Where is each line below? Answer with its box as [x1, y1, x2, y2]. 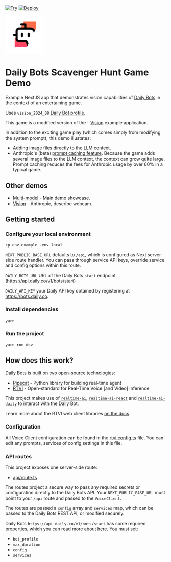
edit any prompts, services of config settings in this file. [5, 440, 123, 446]
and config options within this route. [5, 262, 81, 268]
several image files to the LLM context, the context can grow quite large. [12, 155, 165, 162]
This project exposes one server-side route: [5, 464, 97, 470]
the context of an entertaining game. [5, 100, 82, 106]
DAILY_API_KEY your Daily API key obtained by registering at [5, 288, 130, 294]
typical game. [12, 166, 42, 172]
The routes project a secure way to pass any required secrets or [5, 484, 140, 490]
